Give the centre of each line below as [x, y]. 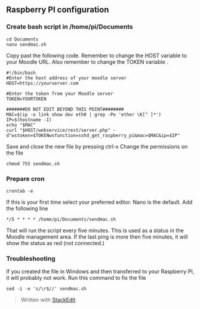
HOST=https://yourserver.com [42, 83]
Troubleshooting [31, 258]
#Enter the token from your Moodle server [60, 94]
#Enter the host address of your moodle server [67, 78]
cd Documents [22, 39]
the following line [27, 208]
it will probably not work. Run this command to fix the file [76, 278]
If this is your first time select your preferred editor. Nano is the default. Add [99, 202]
